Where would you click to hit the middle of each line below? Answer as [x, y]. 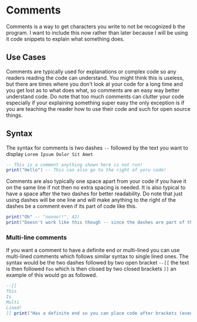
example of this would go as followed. [52, 275]
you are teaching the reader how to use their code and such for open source [98, 109]
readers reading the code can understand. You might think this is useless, [95, 77]
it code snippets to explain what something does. [65, 39]
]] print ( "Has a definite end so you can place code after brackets [91, 313]
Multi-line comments [37, 237]
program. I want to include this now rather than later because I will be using [97, 32]
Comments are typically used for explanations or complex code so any [91, 72]
